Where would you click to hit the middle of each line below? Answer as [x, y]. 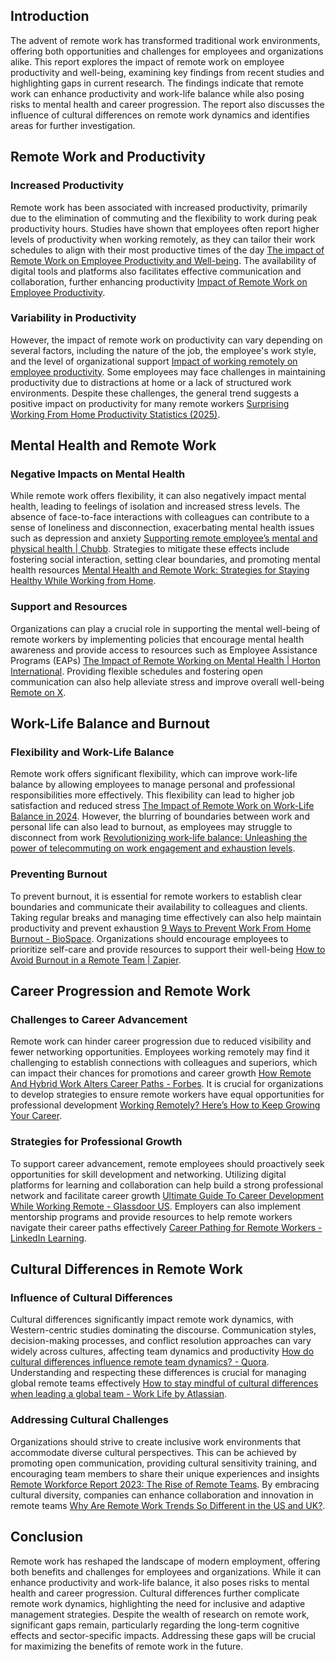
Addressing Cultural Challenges [89, 1420]
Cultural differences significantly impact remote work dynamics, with [152, 1320]
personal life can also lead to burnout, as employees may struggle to [151, 827]
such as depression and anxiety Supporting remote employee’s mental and [164, 538]
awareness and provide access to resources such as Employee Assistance [164, 650]
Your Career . [36, 1116]
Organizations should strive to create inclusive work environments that [156, 1441]
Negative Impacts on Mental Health [98, 474]
